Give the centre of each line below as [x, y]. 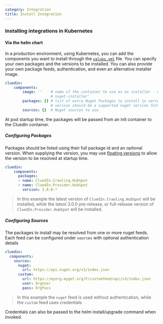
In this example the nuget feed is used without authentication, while [84, 297]
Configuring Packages [28, 136]
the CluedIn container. [27, 124]
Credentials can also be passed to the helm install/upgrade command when [81, 312]
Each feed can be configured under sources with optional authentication [77, 238]
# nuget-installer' [70, 97]
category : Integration [28, 9]
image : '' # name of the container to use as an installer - [89, 92]
